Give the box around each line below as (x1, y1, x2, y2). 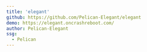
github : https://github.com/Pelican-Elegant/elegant (6, 14, 142, 20)
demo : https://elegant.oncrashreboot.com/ (6, 20, 114, 26)
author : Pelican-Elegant (6, 25, 69, 32)
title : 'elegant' (6, 8, 50, 15)
